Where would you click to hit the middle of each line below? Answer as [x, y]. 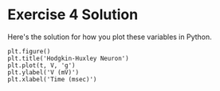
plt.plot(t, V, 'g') [42, 65]
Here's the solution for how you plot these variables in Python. [110, 37]
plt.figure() [29, 51]
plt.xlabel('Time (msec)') [52, 79]
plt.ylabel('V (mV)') [43, 72]
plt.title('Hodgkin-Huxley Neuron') [68, 58]
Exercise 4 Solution [73, 15]
